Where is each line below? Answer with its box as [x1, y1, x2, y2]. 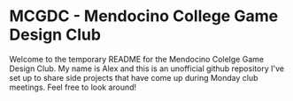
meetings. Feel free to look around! [9, 82, 137, 92]
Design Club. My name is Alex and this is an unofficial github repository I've [9, 63, 285, 74]
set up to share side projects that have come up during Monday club [9, 72, 258, 83]
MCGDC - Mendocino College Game [9, 6, 279, 26]
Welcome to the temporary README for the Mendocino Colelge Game [9, 54, 264, 64]
